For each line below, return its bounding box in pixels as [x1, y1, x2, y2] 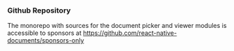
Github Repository [7, 6, 72, 15]
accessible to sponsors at [7, 29, 82, 37]
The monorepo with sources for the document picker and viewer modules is [7, 22, 227, 30]
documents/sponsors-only [7, 36, 84, 45]
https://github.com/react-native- [83, 29, 177, 37]
